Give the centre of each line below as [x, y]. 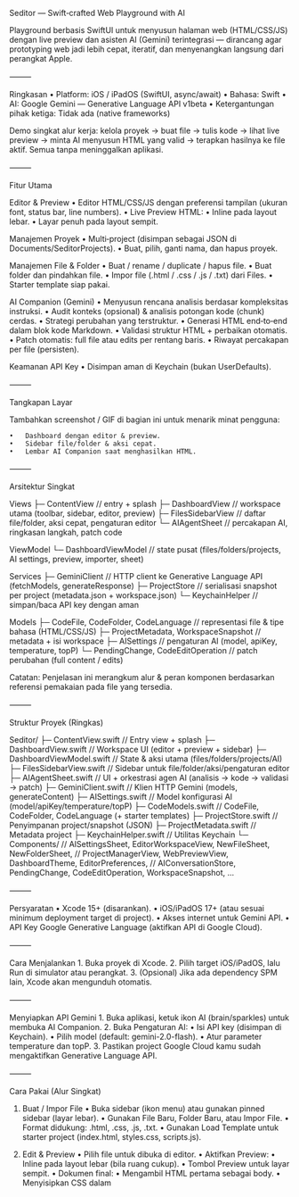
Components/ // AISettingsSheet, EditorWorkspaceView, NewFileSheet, [140, 844]
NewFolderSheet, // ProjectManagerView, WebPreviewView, [119, 853]
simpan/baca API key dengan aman [74, 605]
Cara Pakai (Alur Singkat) [55, 1091]
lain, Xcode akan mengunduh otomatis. [81, 982]
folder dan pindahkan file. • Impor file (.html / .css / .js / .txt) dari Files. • [141, 275]
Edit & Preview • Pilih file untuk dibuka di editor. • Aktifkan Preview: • [149, 1154]
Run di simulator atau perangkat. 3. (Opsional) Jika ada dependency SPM [143, 973]
